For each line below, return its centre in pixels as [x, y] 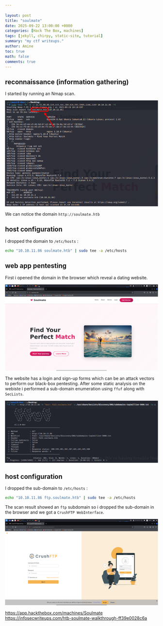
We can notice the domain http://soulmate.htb [52, 214]
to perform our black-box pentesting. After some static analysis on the [75, 383]
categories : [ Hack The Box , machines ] [44, 31]
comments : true [20, 62]
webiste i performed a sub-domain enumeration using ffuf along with [75, 388]
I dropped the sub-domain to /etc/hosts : [47, 488]
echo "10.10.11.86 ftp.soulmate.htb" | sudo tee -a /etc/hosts [70, 498]
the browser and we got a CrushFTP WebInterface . [55, 512]
